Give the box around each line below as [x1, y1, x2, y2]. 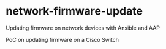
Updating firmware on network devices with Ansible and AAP [6, 24, 160, 31]
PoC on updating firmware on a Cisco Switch [6, 36, 119, 43]
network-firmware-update [6, 4, 143, 18]
